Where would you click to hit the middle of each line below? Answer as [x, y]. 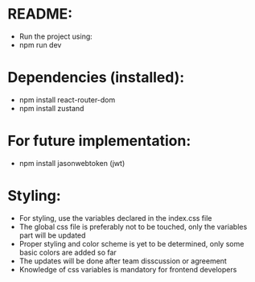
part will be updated [52, 235]
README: [40, 14]
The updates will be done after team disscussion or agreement [123, 261]
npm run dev [40, 44]
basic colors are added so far [68, 252]
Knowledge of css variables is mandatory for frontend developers [128, 269]
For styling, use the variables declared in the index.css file [115, 218]
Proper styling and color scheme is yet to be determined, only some [132, 243]
